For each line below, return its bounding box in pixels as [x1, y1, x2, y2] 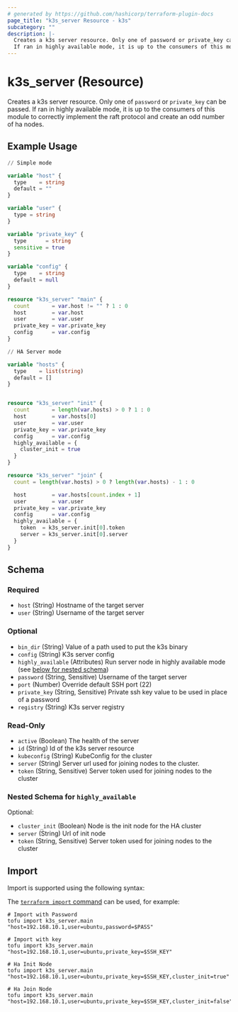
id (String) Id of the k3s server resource [17, 744, 135, 752]
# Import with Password [7, 911, 78, 918]
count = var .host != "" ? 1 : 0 [13, 302, 129, 309]
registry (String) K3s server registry [17, 703, 125, 711]
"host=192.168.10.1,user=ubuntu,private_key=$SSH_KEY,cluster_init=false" [7, 998, 233, 1006]
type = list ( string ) [13, 367, 84, 374]
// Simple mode [7, 159, 52, 167]
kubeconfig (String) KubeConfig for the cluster [17, 751, 152, 760]
